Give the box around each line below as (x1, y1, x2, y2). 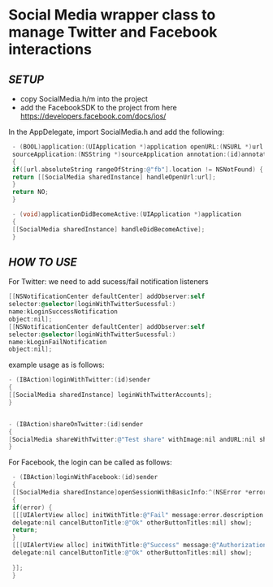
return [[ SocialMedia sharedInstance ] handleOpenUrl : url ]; (11, 173, 217, 181)
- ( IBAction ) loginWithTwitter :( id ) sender (8, 376, 151, 384)
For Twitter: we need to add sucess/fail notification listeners (8, 277, 209, 287)
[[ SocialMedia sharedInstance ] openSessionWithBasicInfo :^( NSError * (11, 489, 249, 497)
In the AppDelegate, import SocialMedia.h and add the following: (8, 127, 225, 136)
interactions (8, 41, 92, 58)
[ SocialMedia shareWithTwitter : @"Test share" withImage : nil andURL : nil (8, 435, 256, 443)
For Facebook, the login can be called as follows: (8, 457, 172, 468)
